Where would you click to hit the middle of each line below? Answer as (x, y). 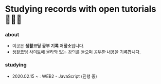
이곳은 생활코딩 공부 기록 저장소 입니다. (48, 46)
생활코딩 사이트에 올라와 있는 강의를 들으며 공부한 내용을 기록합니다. (76, 52)
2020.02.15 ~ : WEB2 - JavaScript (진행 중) (54, 76)
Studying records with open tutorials (81, 9)
